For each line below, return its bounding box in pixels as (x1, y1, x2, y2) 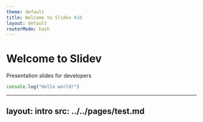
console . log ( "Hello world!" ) (6, 84, 80, 90)
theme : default (6, 8, 45, 15)
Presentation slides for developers (6, 72, 92, 80)
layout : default (6, 20, 47, 26)
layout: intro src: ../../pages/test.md (6, 106, 145, 117)
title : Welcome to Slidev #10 (6, 15, 83, 21)
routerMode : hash (6, 25, 50, 32)
